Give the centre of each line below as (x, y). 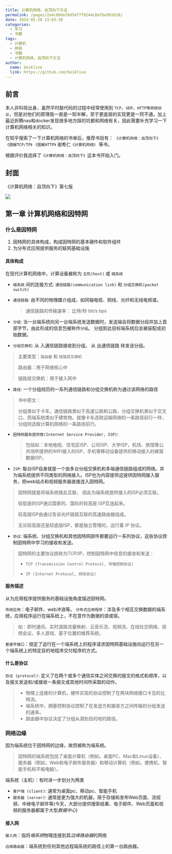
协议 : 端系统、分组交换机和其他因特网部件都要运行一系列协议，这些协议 (88, 536)
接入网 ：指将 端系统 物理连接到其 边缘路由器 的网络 (56, 835)
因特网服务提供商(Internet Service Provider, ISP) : (66, 434)
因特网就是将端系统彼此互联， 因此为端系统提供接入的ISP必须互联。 (90, 492)
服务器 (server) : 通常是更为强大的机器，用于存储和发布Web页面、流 (84, 797)
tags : (11, 39)
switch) (21, 289)
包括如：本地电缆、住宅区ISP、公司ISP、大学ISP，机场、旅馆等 (92, 445)
